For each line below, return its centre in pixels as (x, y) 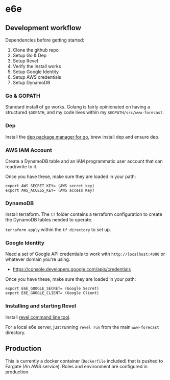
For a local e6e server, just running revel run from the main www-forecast (82, 327)
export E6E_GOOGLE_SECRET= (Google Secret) (52, 289)
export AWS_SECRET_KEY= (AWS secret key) (50, 186)
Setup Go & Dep (30, 55)
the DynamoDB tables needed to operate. (49, 220)
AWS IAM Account (29, 150)
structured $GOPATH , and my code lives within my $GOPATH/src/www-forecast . (85, 113)
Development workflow (43, 28)
